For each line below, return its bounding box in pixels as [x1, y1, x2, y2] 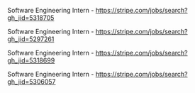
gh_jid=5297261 [7, 35, 55, 43]
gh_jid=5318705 [7, 13, 55, 22]
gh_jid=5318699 [7, 56, 55, 65]
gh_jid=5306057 [7, 77, 56, 86]
